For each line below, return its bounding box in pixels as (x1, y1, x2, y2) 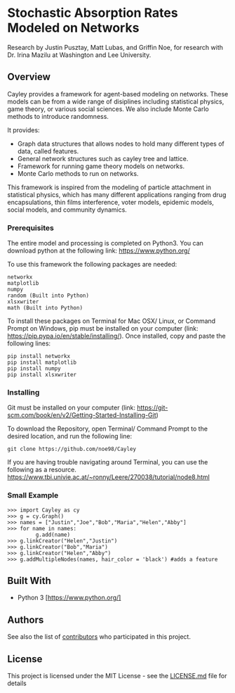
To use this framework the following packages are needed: (7, 260, 177, 269)
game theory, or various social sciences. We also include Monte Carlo (7, 104, 209, 113)
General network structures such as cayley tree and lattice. (17, 154, 189, 163)
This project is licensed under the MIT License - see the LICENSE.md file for (7, 672, 227, 680)
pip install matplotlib (7, 359, 77, 367)
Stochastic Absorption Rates (7, 5, 178, 21)
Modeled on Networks (7, 20, 140, 36)
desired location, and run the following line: (7, 432, 132, 440)
